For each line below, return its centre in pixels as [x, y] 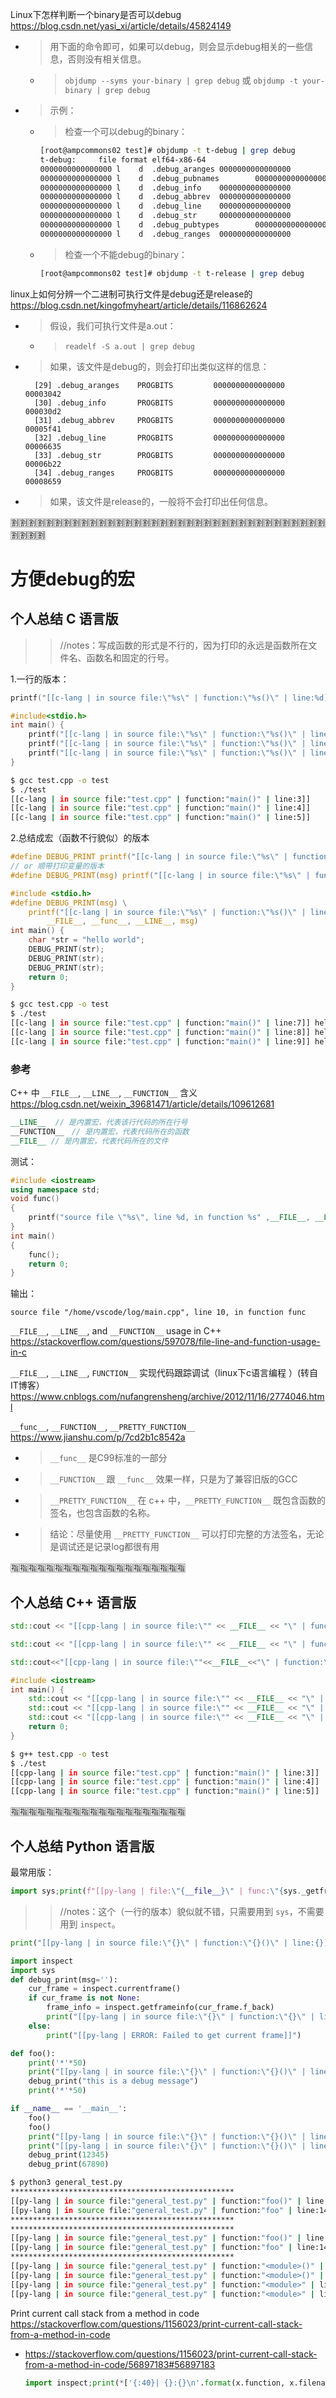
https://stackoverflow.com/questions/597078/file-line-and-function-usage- [165, 1342]
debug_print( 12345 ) [69, 2155]
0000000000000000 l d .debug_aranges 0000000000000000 [165, 169]
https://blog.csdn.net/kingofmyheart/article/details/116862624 [139, 305]
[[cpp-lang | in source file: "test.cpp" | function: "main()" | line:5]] [165, 1791]
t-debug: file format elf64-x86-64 [123, 159]
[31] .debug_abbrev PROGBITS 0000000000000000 [160, 420]
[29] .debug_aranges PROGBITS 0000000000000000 [160, 385]
